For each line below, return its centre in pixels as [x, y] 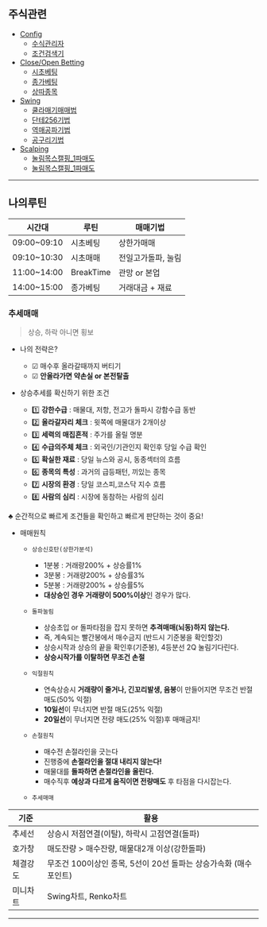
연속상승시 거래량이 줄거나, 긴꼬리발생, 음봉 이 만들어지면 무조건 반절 [148, 689]
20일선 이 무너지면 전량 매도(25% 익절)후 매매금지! [122, 719]
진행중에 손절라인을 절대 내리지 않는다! [103, 761]
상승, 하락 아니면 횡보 [60, 332]
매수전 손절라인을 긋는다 [81, 751]
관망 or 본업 [139, 273]
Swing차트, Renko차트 [87, 896]
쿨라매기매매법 [54, 110]
